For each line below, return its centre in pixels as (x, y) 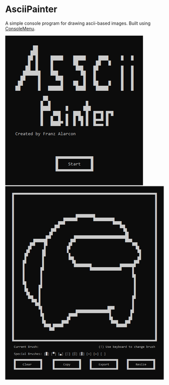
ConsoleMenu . (20, 28)
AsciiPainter (31, 9)
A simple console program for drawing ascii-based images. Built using (78, 23)
